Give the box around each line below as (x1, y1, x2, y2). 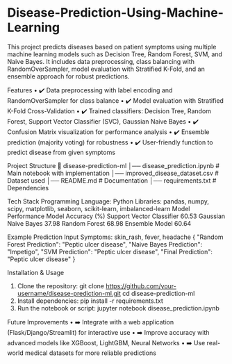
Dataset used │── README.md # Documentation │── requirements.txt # (7, 176, 217, 185)
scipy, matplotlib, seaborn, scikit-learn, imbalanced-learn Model (7, 204, 190, 213)
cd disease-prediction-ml (122, 289, 195, 297)
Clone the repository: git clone (17, 281, 104, 290)
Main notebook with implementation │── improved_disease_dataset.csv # (7, 169, 219, 177)
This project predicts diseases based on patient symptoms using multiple (7, 42, 217, 51)
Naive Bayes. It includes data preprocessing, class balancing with (7, 57, 195, 65)
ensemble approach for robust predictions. (7, 72, 130, 81)
